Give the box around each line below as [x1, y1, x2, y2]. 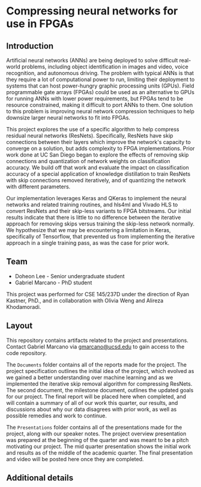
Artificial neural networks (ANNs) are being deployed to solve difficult [6, 57, 178, 64]
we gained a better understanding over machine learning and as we [6, 374, 173, 381]
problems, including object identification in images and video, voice [21, 63, 189, 70]
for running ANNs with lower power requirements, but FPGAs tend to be [6, 95, 184, 102]
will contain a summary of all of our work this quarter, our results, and [6, 399, 178, 406]
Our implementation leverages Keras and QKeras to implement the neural [6, 195, 187, 202]
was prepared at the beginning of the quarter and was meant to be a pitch [6, 436, 189, 443]
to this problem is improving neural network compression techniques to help [6, 108, 195, 115]
